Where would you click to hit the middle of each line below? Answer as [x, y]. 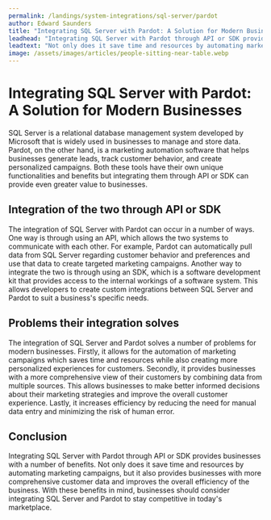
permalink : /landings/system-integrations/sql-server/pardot [113, 16]
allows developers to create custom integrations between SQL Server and [131, 289]
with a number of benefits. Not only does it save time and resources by [126, 464]
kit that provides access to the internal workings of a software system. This [133, 280]
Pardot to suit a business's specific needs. [79, 298]
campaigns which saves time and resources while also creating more [123, 359]
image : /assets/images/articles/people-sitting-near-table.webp [119, 53]
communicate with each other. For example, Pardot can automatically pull [130, 246]
